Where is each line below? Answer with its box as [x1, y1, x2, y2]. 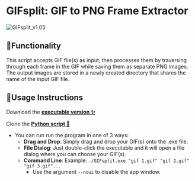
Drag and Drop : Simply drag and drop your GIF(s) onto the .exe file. [23, 138, 188, 145]
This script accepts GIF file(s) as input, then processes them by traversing [6, 56, 187, 63]
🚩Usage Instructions [6, 93, 84, 103]
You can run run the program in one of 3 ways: [14, 131, 129, 138]
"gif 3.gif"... [23, 163, 61, 169]
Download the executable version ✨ [6, 108, 95, 115]
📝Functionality [6, 41, 61, 51]
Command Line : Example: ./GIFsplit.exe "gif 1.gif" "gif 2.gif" [23, 157, 190, 164]
